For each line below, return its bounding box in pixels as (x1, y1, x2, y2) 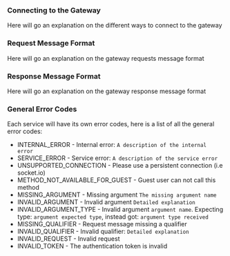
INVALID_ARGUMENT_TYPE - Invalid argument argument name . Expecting (17, 206, 223, 214)
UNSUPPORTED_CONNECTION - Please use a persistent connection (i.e (17, 161, 223, 170)
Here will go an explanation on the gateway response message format (7, 87, 206, 95)
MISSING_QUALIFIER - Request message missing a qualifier (17, 220, 188, 228)
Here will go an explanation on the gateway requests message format (7, 54, 205, 62)
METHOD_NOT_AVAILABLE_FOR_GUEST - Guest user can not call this (17, 176, 216, 184)
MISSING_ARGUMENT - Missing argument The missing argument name (17, 190, 217, 199)
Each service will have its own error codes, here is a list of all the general (7, 120, 215, 128)
